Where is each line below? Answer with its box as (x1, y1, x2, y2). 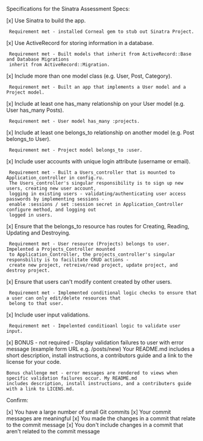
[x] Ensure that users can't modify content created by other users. (6, 278, 172, 285)
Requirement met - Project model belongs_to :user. (9, 147, 143, 153)
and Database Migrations (6, 56, 69, 63)
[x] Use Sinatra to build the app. (6, 17, 86, 24)
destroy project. (6, 267, 50, 273)
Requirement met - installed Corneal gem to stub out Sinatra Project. (9, 29, 194, 35)
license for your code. (6, 358, 61, 365)
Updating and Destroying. (6, 229, 71, 236)
